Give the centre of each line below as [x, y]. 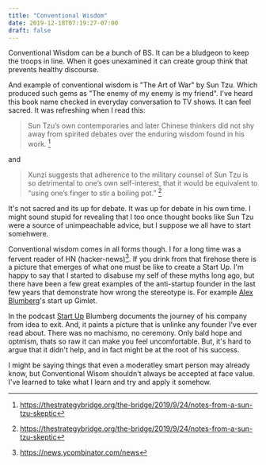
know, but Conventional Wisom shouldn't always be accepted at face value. [131, 374]
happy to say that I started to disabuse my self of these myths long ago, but [131, 275]
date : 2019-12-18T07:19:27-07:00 [63, 23]
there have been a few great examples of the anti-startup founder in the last [132, 284]
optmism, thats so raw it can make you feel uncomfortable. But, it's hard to [130, 341]
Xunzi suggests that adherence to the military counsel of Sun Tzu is [138, 175]
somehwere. [28, 233]
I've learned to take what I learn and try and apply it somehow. [110, 382]
